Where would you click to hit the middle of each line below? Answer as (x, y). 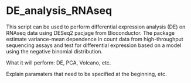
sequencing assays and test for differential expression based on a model (94, 45)
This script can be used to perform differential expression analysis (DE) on (96, 27)
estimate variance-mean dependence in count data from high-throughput (95, 39)
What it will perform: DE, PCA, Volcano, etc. (59, 63)
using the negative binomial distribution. (54, 51)
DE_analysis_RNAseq (59, 11)
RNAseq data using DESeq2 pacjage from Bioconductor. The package (90, 33)
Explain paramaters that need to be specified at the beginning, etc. (86, 74)
